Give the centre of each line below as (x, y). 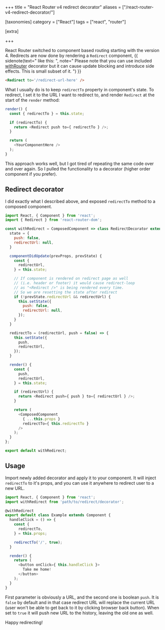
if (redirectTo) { (28, 122)
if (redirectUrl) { (34, 392)
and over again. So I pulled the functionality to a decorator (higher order (78, 168)
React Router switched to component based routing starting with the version (82, 50)
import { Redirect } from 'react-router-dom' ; (54, 220)
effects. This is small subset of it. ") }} (43, 71)
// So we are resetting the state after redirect (66, 292)
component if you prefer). (31, 174)
